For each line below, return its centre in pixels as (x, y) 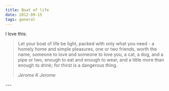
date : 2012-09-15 (24, 15)
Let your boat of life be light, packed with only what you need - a (86, 44)
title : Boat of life (27, 10)
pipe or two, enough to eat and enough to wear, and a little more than (91, 60)
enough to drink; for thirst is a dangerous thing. (68, 65)
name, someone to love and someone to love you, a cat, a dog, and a (91, 54)
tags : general (20, 19)
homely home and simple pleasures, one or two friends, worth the (87, 49)
